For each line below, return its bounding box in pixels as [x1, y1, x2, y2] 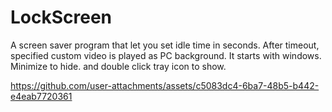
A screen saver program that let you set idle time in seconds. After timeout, [10, 39, 320, 51]
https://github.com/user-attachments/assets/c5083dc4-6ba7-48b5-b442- [10, 79, 320, 91]
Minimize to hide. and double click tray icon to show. [10, 60, 227, 72]
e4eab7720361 [10, 90, 73, 102]
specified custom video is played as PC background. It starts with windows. [10, 49, 322, 61]
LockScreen [10, 6, 113, 29]
